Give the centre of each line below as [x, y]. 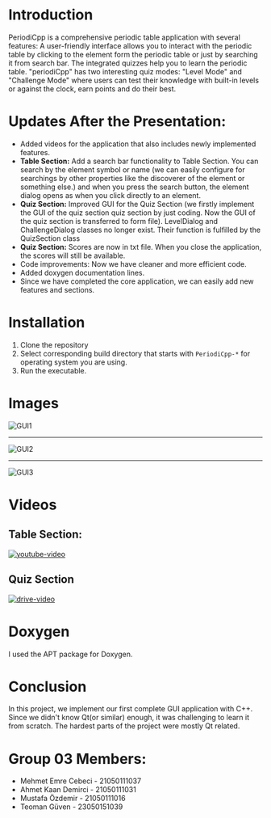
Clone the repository [54, 344]
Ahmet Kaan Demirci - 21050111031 [78, 790]
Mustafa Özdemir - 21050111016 [73, 799]
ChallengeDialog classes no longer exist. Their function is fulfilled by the [140, 230]
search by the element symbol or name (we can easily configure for [133, 169]
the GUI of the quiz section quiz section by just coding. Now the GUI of [138, 213]
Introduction [51, 15]
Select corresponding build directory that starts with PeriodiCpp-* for [135, 353]
